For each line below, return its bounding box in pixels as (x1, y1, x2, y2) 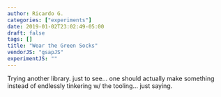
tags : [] (7, 36, 33, 43)
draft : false (7, 29, 45, 37)
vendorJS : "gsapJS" (7, 49, 64, 56)
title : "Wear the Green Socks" (7, 42, 98, 49)
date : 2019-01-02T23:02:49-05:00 (7, 23, 105, 30)
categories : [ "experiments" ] (7, 17, 92, 24)
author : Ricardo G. (7, 10, 64, 17)
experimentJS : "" (7, 55, 58, 62)
